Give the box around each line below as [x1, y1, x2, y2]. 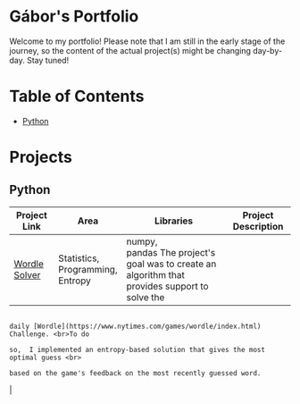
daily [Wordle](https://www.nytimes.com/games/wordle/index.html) [9, 322, 262, 331]
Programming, [57, 263, 118, 275]
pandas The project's [126, 246, 216, 258]
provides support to [126, 280, 209, 292]
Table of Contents [9, 87, 145, 106]
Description [232, 220, 284, 232]
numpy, [126, 235, 158, 248]
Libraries [154, 215, 194, 227]
